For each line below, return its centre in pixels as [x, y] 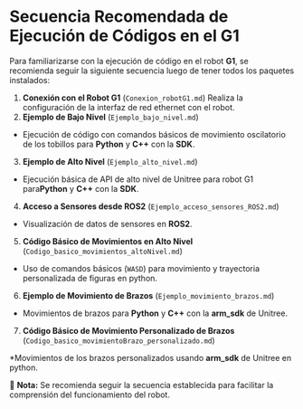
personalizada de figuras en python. [90, 278]
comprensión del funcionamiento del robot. [90, 395]
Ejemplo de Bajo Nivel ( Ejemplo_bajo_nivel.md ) [110, 117]
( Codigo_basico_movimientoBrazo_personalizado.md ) [118, 340]
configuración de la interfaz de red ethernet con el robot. [128, 107]
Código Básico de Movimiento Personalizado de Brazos [128, 330]
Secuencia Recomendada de [119, 17]
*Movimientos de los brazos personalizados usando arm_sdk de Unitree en [151, 357]
